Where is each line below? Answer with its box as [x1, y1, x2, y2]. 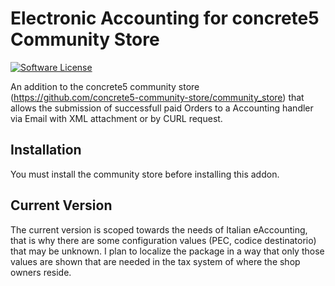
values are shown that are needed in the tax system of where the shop [10, 255, 301, 267]
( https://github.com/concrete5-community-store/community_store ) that [10, 91, 305, 103]
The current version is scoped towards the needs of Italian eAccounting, [10, 223, 308, 236]
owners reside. [10, 266, 72, 278]
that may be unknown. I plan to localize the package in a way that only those [10, 245, 325, 257]
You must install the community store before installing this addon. [10, 168, 280, 180]
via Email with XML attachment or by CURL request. [10, 112, 223, 124]
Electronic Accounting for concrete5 [10, 7, 320, 30]
